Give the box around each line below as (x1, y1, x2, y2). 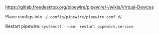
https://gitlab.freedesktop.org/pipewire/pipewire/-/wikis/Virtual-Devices (5, 4, 154, 10)
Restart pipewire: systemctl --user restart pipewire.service (5, 23, 134, 29)
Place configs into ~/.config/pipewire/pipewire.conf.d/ (5, 14, 122, 19)
